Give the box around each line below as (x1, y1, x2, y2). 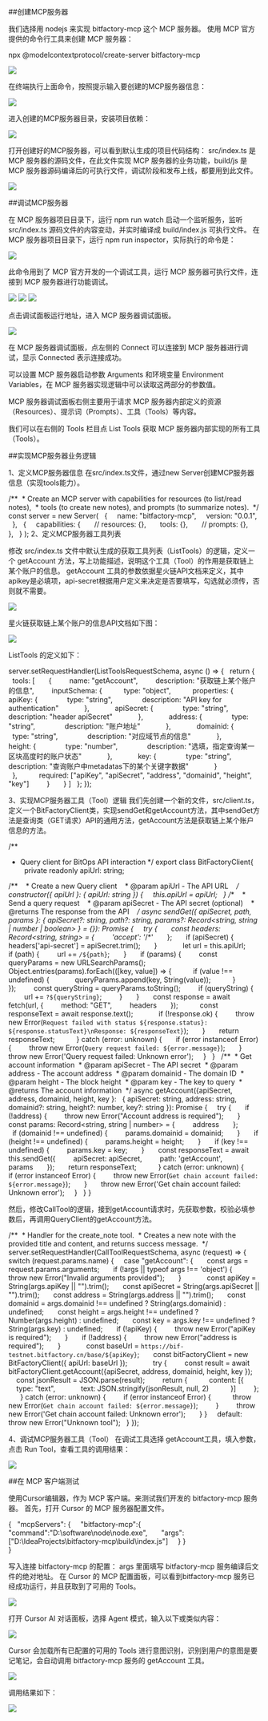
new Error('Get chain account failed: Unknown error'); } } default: (8, 1409, 242, 1419)
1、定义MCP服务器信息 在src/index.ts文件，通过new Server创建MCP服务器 (8, 468, 254, 477)
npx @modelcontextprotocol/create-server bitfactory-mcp (8, 50, 201, 59)
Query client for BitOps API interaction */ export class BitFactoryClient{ (19, 857, 254, 867)
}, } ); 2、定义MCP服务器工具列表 (8, 529, 122, 539)
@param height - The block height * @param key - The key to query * (8, 1077, 242, 1086)
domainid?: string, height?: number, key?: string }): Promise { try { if (8, 1103, 250, 1112)
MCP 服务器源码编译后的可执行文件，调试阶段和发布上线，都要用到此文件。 (8, 166, 258, 175)
